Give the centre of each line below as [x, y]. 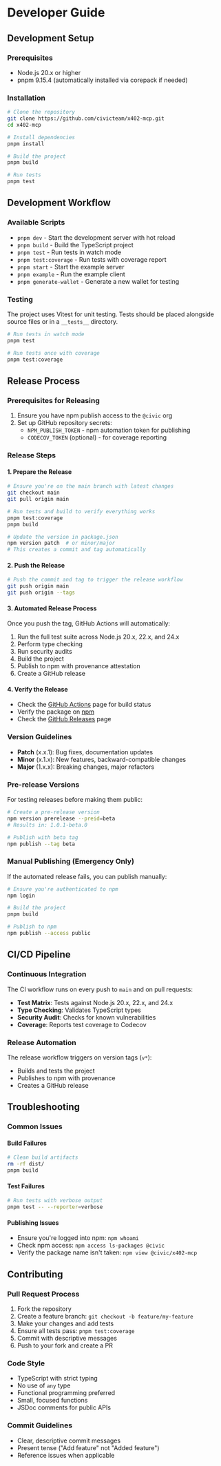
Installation [27, 98]
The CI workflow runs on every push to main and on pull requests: [100, 989]
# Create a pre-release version [53, 812]
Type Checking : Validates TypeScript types [79, 1010]
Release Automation [42, 1042]
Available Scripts [36, 223]
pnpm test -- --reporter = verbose [55, 1207]
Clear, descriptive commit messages [69, 1441]
